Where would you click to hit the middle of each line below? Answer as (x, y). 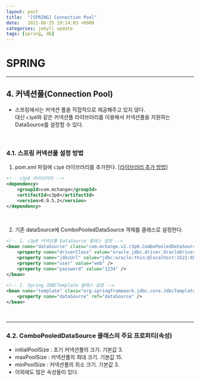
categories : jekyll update (40, 28)
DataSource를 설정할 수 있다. (49, 124)
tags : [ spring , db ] (30, 34)
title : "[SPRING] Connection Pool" (51, 17)
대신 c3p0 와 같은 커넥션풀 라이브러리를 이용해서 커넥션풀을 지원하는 (93, 117)
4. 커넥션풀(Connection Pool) (60, 94)
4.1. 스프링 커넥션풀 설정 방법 (45, 153)
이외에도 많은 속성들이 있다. (47, 372)
